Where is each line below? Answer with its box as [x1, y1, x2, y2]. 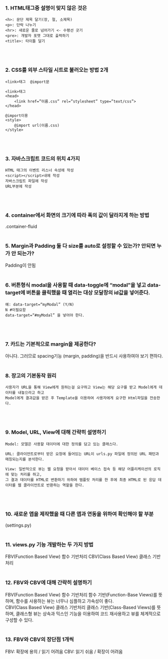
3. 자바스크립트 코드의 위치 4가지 [5, 155, 80, 162]
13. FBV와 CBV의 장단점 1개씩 [5, 636, 74, 643]
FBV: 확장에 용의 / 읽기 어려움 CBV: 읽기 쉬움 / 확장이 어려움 [5, 648, 123, 654]
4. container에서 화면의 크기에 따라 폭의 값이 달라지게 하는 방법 [5, 211, 149, 218]
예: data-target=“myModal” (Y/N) [5, 302, 74, 307]
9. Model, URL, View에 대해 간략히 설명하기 [5, 429, 107, 436]
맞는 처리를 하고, [11, 472, 42, 477]
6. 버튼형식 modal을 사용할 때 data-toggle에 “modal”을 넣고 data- [5, 281, 161, 289]
